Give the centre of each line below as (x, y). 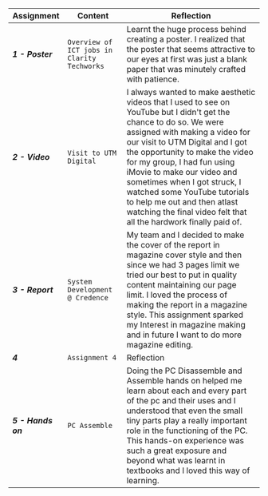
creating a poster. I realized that (186, 39)
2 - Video (31, 157)
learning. (143, 480)
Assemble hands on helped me (184, 381)
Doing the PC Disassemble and (184, 371)
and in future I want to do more (184, 335)
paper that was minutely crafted (186, 69)
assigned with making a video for (189, 132)
